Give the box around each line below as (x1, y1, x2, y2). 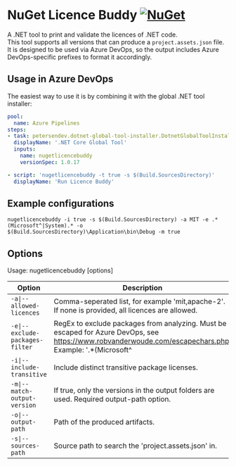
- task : (7, 132, 30, 140)
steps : (7, 126, 27, 133)
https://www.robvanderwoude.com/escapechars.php (53, 336, 230, 346)
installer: (7, 99, 32, 108)
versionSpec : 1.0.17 (20, 158, 80, 165)
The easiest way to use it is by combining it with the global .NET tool (7, 92, 205, 100)
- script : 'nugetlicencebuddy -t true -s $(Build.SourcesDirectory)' (7, 171, 216, 179)
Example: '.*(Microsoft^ (53, 345, 132, 355)
